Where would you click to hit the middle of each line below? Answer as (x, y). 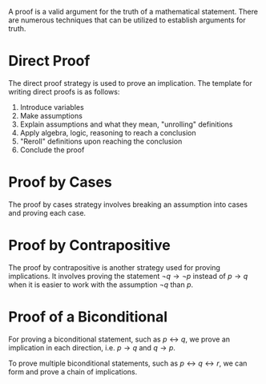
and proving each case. (47, 212)
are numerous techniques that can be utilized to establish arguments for (127, 20)
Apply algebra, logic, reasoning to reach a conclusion (108, 132)
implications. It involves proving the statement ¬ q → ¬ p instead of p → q (128, 276)
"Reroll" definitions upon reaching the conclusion (101, 141)
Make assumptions (51, 115)
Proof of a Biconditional (88, 317)
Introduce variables (52, 107)
